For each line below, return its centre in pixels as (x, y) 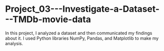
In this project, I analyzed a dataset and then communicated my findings (79, 33)
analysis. (14, 43)
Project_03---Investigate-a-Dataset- (82, 9)
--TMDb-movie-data (48, 19)
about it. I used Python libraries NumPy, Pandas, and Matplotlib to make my (82, 38)
